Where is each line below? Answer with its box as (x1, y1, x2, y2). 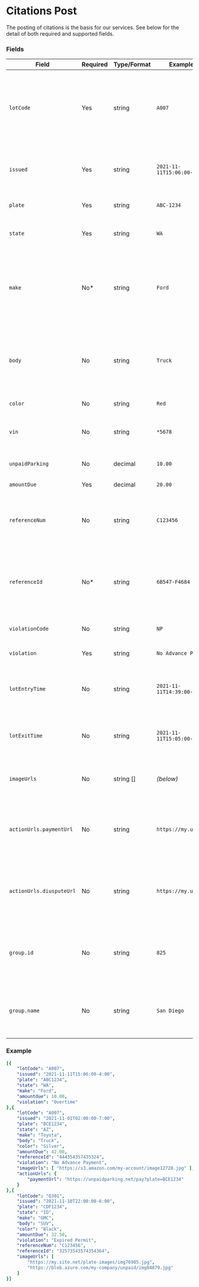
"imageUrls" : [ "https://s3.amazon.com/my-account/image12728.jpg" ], (17, 1165, 195, 1172)
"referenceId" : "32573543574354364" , (17, 1248, 110, 1254)
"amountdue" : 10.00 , (17, 1093, 68, 1099)
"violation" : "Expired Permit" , (17, 1237, 97, 1243)
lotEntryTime (9, 685, 46, 693)
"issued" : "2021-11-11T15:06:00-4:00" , (17, 1071, 115, 1077)
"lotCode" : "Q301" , (17, 1193, 65, 1199)
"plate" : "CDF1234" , (17, 1204, 68, 1210)
